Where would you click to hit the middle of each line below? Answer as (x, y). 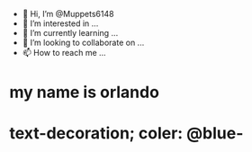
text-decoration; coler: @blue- (126, 134)
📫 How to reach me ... (64, 53)
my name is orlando (85, 92)
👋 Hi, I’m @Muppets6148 (68, 14)
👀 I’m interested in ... (60, 23)
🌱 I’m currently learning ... (70, 33)
